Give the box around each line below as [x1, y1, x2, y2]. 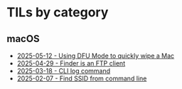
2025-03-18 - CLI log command [16, 67, 111, 75]
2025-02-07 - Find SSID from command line [16, 74, 147, 83]
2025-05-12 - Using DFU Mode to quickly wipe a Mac [16, 51, 175, 60]
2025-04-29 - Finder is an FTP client [16, 59, 126, 68]
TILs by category [6, 4, 109, 21]
